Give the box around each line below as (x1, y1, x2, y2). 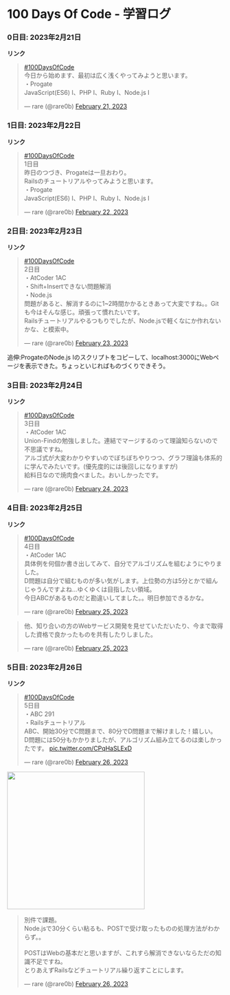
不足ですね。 (30, 957, 67, 965)
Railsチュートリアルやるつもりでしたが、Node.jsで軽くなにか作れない (23, 317, 222, 325)
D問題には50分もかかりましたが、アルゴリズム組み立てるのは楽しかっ (23, 735, 222, 743)
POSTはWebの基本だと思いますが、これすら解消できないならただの (23, 948, 216, 956)
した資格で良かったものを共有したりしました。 (23, 630, 157, 638)
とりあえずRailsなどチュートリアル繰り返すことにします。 (23, 965, 187, 974)
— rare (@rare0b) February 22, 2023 (23, 208, 129, 216)
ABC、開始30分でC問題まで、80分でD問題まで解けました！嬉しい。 (23, 727, 217, 735)
